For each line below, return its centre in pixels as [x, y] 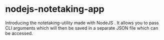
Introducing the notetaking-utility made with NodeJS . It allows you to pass [82, 23]
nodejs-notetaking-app [55, 9]
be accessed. [19, 33]
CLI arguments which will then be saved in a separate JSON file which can [82, 28]
